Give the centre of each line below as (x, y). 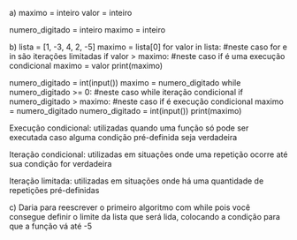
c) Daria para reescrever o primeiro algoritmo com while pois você (129, 207)
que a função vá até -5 (51, 226)
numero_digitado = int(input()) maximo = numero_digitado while (125, 82)
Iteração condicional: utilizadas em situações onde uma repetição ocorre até (148, 154)
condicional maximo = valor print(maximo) (86, 66)
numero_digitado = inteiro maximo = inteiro (88, 30)
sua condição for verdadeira (61, 164)
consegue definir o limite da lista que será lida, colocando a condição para (145, 217)
